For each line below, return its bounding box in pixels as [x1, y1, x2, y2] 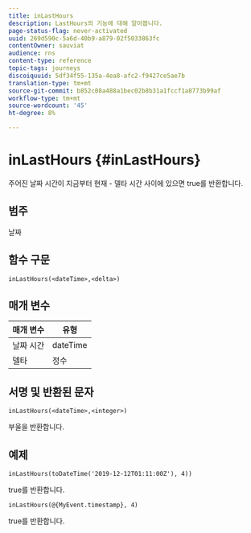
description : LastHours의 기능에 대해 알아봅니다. [8, 19, 163, 27]
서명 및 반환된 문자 [8, 385, 94, 399]
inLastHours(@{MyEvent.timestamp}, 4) [8, 501, 138, 509]
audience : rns [8, 49, 56, 57]
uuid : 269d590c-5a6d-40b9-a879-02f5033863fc [8, 34, 160, 43]
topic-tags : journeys [8, 64, 81, 72]
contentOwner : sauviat [8, 42, 84, 50]
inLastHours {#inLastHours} [8, 151, 201, 169]
